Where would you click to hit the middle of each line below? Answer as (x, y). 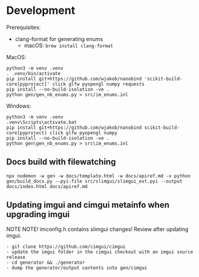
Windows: (19, 106)
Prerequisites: (24, 27)
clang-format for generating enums (59, 39)
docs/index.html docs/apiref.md (47, 186)
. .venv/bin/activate (34, 73)
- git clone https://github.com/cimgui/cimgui (66, 246)
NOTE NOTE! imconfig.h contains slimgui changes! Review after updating (97, 229)
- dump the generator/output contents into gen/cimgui (77, 268)
